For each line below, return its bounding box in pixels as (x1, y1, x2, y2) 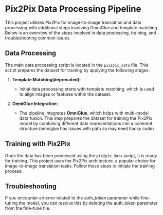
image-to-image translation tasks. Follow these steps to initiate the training (5, 163, 155, 169)
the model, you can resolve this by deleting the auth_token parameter (18, 200, 158, 206)
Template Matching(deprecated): (12, 76, 81, 82)
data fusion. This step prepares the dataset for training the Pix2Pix (19, 115, 153, 121)
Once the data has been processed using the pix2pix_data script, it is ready (5, 152, 157, 159)
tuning (5, 200, 18, 206)
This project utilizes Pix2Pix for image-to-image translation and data (5, 19, 142, 25)
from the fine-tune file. (5, 205, 51, 211)
